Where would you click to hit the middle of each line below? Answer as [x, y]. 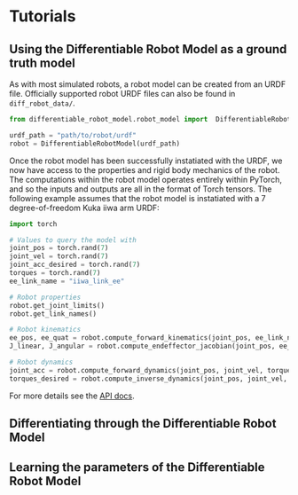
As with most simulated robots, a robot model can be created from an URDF [148, 84]
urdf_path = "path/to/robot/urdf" [73, 135]
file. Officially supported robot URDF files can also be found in [122, 94]
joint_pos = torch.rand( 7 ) [59, 248]
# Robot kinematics [45, 330]
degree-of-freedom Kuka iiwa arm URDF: [84, 208]
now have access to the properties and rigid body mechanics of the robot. [145, 169]
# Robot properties [45, 297]
